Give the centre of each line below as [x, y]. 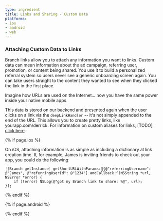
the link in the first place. [30, 86]
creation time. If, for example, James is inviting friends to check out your [78, 155]
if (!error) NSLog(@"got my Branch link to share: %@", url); [78, 182]
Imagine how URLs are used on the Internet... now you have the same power [81, 95]
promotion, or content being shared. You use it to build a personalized [75, 70]
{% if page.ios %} [23, 140]
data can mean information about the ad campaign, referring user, [71, 65]
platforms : [16, 19]
